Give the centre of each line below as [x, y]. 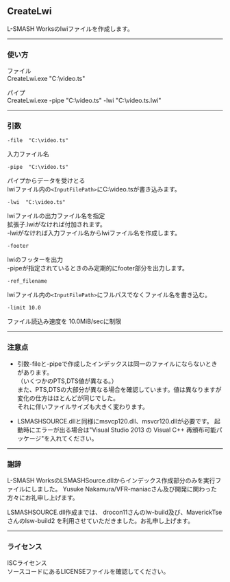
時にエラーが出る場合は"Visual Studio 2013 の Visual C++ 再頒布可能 [120, 430]
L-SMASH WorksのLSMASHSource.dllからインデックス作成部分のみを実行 [111, 480]
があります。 [35, 372]
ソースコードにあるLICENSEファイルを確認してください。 [88, 572]
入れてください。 [74, 438]
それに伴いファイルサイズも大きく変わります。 [82, 406]
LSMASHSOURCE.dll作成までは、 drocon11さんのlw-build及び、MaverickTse [115, 512]
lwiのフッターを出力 [35, 259]
